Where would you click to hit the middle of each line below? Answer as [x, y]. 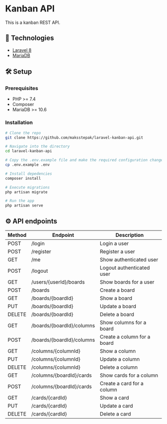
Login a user [114, 243]
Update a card [116, 406]
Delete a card [115, 414]
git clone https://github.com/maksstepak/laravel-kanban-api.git [74, 137]
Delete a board [117, 315]
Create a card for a [122, 384]
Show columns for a [123, 322]
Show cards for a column [129, 375]
